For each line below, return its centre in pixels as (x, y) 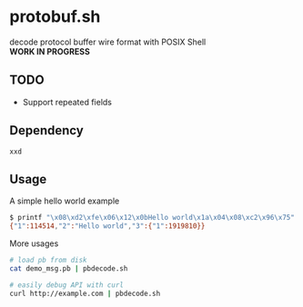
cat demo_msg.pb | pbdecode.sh (69, 269)
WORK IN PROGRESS (50, 51)
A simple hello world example (65, 201)
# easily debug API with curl (67, 285)
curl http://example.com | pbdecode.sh (85, 293)
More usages (34, 243)
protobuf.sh (55, 17)
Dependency (46, 130)
